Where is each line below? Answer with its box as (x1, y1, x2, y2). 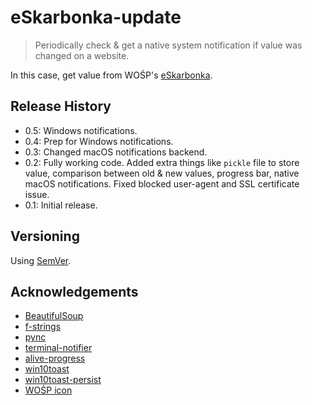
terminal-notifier (24, 342, 93, 354)
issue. (24, 188, 50, 200)
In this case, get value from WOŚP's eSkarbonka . (10, 69, 213, 81)
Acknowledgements (10, 283, 139, 300)
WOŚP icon (24, 384, 73, 396)
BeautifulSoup (24, 310, 84, 322)
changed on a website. (34, 49, 130, 61)
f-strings (24, 321, 62, 333)
